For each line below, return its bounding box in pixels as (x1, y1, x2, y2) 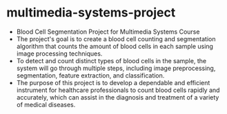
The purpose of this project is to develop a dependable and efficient (16, 78, 210, 87)
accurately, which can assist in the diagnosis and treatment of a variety (16, 93, 219, 101)
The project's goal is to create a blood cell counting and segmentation (16, 34, 216, 43)
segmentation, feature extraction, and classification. (16, 71, 165, 80)
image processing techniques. (16, 49, 103, 58)
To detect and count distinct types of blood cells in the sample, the (16, 56, 207, 65)
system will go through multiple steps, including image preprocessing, (16, 64, 216, 72)
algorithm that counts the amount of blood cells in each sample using (16, 42, 213, 50)
